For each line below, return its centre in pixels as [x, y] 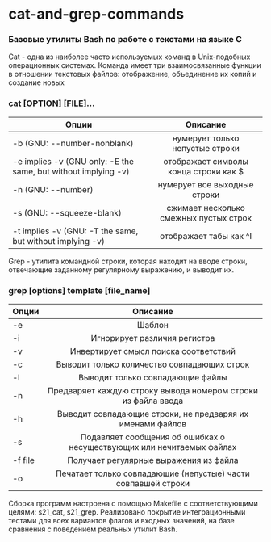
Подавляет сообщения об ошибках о [153, 437]
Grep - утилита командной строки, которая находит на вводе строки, [128, 261]
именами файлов [153, 424]
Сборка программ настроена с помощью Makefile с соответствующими [133, 504]
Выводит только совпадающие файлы [153, 378]
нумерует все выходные [206, 184]
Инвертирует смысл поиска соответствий [153, 351]
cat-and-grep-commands [96, 14]
